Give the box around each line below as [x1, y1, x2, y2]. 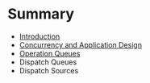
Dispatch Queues [19, 57, 77, 67]
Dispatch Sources [19, 65, 79, 75]
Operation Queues [19, 48, 81, 58]
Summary [7, 5, 74, 23]
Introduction [19, 31, 60, 41]
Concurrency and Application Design [19, 39, 143, 49]
